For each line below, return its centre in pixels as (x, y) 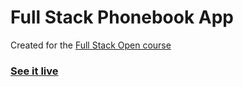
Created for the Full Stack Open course (91, 45)
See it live (34, 71)
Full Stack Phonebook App (122, 17)
